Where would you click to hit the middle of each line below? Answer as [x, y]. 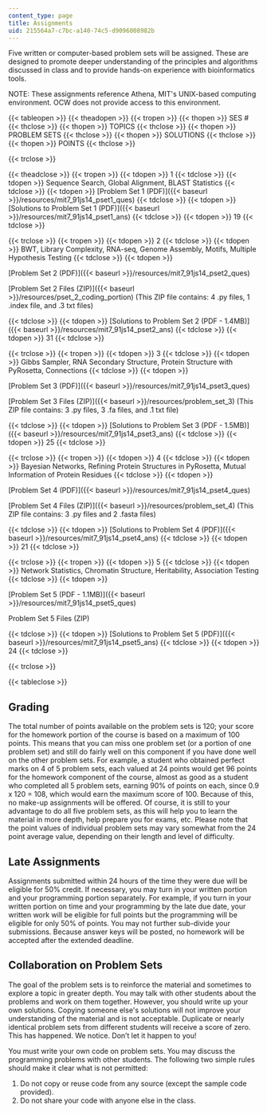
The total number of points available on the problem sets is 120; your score [131, 727]
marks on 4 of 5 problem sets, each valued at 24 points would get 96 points [133, 769]
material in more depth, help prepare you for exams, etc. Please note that [128, 820]
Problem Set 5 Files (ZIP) [49, 619]
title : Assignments [41, 23]
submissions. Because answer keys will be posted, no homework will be [126, 932]
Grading [29, 707]
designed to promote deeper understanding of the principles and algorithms [133, 61]
